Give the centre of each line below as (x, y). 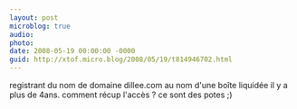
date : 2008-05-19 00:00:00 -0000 (72, 51)
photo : (22, 43)
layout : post (34, 18)
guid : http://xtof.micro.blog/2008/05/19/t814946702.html (121, 59)
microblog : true (40, 26)
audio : (22, 34)
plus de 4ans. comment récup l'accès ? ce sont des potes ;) (121, 95)
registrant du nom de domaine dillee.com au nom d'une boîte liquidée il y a (148, 85)
